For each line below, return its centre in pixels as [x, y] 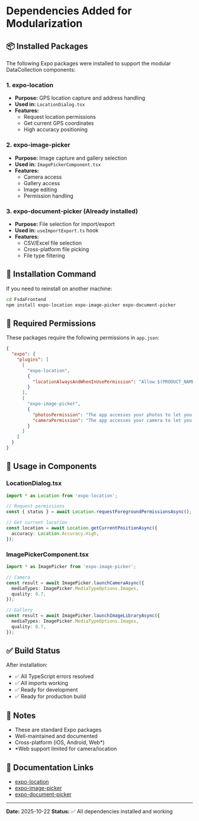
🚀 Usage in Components [52, 466]
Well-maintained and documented [56, 736]
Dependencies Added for [69, 11]
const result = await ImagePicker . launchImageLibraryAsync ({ [83, 616]
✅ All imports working [41, 683]
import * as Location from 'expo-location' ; [62, 496]
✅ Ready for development [46, 690]
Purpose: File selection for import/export [65, 224]
